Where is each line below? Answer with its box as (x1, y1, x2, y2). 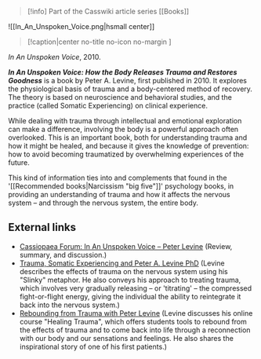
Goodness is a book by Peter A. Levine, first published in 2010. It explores (8, 76, 247, 85)
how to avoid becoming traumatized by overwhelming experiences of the (8, 149, 245, 159)
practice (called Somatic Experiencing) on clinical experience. (8, 101, 208, 110)
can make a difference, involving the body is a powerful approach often (8, 125, 239, 134)
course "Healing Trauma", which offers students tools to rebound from (19, 317, 247, 326)
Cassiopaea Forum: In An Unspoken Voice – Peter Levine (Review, (19, 241, 233, 251)
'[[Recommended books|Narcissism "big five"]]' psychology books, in (8, 181, 234, 191)
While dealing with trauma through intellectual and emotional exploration (8, 116, 242, 125)
